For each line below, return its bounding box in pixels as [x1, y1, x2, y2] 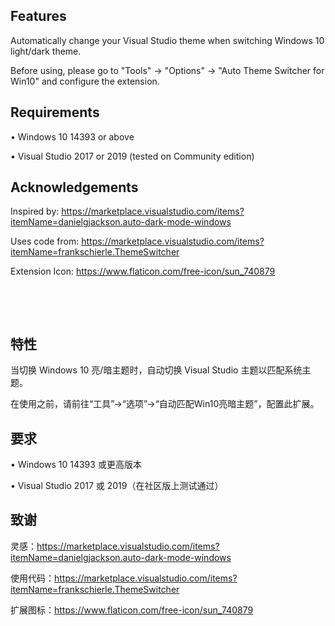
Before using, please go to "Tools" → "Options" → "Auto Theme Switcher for [10, 64, 325, 76]
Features [10, 8, 67, 25]
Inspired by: [10, 205, 60, 218]
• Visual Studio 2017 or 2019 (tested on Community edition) [10, 150, 255, 162]
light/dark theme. [10, 45, 82, 57]
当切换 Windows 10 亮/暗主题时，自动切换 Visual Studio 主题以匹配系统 [10, 364, 303, 376]
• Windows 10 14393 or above [10, 130, 135, 143]
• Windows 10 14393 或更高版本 [10, 459, 142, 471]
